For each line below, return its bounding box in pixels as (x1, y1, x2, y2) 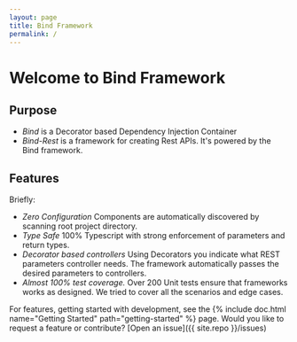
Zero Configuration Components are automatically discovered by (21, 212, 260, 222)
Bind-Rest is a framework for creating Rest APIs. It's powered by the (21, 136, 272, 146)
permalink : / (9, 29, 58, 38)
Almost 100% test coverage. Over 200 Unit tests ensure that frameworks (21, 277, 288, 288)
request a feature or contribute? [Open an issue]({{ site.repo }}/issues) (9, 323, 268, 333)
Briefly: (9, 194, 35, 205)
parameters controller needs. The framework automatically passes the (21, 259, 279, 269)
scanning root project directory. (21, 221, 138, 231)
